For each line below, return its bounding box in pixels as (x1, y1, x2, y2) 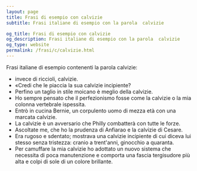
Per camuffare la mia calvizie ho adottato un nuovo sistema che (14, 145, 171, 152)
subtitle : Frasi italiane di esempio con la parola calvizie (6, 20, 164, 26)
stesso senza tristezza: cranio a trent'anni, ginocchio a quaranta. (14, 139, 174, 146)
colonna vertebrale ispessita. (14, 100, 87, 108)
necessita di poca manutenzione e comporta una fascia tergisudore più (14, 151, 190, 158)
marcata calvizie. (14, 113, 57, 120)
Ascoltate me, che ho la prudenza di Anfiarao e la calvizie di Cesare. (14, 126, 183, 133)
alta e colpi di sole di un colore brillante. (14, 158, 113, 165)
